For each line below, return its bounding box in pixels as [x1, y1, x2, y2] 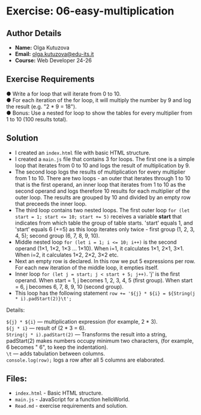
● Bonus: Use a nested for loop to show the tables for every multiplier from [6, 109, 193, 117]
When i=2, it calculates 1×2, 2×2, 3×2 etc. [14, 251, 119, 258]
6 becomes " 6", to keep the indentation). [6, 344, 108, 351]
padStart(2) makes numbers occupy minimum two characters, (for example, [6, 337, 194, 344]
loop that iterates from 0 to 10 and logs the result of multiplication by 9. [14, 162, 190, 169]
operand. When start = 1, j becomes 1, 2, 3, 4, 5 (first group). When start [14, 276, 193, 283]
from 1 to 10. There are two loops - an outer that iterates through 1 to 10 [14, 174, 191, 181]
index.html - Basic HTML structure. [14, 389, 103, 397]
